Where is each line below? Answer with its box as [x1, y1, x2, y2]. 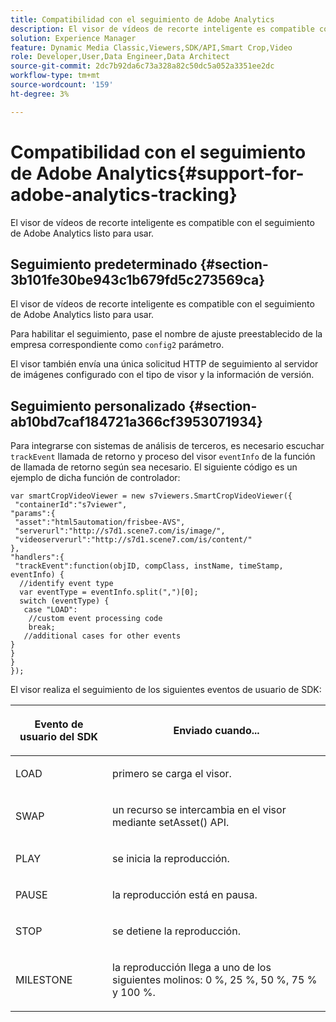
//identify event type [19, 579, 114, 589]
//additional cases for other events [23, 631, 182, 641]
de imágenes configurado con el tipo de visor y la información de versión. [10, 369, 315, 381]
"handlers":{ [10, 552, 65, 563]
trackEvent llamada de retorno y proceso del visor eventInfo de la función [10, 451, 316, 463]
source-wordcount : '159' [10, 80, 114, 90]
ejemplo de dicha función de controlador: [10, 472, 181, 484]
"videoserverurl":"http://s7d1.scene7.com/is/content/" [14, 535, 253, 545]
